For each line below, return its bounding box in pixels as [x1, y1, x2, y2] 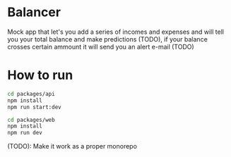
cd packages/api [7, 90, 55, 97]
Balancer [7, 4, 61, 20]
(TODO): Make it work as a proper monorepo [7, 142, 138, 151]
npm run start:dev [7, 103, 61, 111]
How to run [7, 68, 73, 83]
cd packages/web [7, 116, 55, 123]
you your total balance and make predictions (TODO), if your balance [7, 34, 208, 43]
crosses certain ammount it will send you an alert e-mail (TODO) [7, 42, 194, 51]
